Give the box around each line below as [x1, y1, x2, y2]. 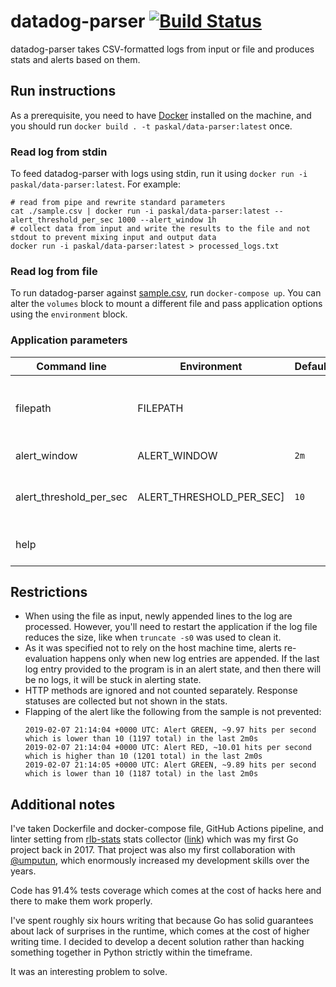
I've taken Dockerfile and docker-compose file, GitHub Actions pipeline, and [10, 823, 324, 835]
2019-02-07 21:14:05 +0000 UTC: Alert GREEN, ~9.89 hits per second [24, 760, 317, 770]
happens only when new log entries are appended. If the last [69, 653, 320, 665]
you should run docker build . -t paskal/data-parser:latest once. [10, 120, 293, 132]
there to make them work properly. [10, 895, 153, 907]
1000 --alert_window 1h [117, 215, 217, 225]
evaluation [24, 653, 68, 665]
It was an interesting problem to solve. [10, 966, 168, 978]
